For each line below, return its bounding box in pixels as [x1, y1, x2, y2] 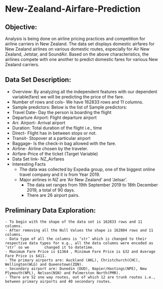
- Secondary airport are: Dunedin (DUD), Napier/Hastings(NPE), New [5, 266, 147, 271]
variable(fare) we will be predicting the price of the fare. [12, 94, 125, 99]
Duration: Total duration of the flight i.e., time [12, 125, 102, 131]
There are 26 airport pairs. [26, 192, 80, 198]
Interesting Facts [12, 161, 46, 167]
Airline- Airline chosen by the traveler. [12, 145, 89, 152]
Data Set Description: [5, 76, 72, 84]
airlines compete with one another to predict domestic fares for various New [5, 57, 158, 62]
